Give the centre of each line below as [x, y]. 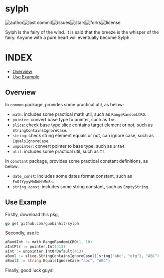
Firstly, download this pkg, [32, 214]
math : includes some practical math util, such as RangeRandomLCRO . [79, 114]
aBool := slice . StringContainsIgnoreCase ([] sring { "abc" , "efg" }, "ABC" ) [82, 256]
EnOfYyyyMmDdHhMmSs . [33, 181]
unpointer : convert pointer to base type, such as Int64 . [69, 146]
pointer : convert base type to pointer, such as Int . [64, 119]
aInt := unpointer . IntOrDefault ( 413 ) [44, 252]
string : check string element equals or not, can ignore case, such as [83, 135]
